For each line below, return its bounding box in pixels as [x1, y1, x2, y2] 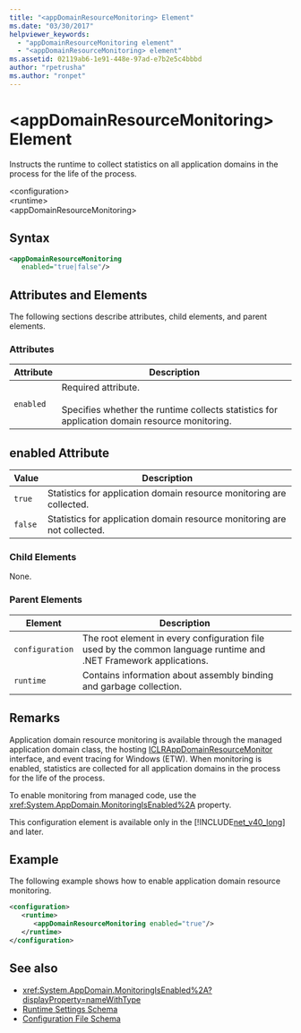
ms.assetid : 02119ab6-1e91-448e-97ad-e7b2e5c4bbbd [9, 55, 202, 64]
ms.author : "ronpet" [9, 72, 87, 81]
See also [9, 960, 58, 977]
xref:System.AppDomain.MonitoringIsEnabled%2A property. [9, 799, 232, 810]
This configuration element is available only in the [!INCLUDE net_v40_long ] [9, 816, 286, 827]
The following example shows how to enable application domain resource [9, 875, 280, 887]
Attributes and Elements [9, 288, 148, 303]
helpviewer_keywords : [9, 30, 90, 39]
